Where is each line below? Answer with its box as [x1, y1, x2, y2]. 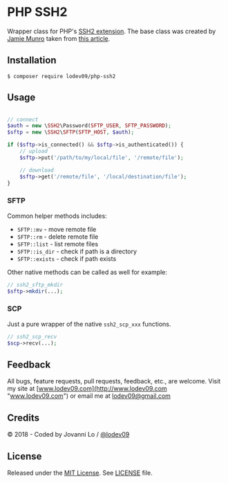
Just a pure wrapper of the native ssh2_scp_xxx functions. [7, 320, 171, 328]
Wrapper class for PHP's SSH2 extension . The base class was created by [7, 27, 216, 35]
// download [19, 167, 54, 174]
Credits [7, 412, 40, 423]
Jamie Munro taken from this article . [7, 34, 111, 42]
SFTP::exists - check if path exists [17, 254, 117, 263]
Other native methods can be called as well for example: [7, 268, 168, 276]
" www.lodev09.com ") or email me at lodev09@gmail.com [7, 392, 171, 400]
